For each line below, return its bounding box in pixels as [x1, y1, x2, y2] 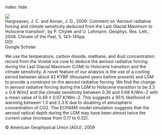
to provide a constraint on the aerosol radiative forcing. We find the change [5, 79, 156, 85]
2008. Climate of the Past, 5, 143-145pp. [5, 34, 86, 39]
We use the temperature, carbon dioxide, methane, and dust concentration [5, 53, 155, 59]
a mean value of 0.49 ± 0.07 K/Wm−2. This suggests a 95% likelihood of [5, 94, 151, 100]
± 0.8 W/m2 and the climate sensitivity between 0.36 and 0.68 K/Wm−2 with [5, 90, 158, 95]
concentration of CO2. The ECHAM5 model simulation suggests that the [5, 105, 149, 110]
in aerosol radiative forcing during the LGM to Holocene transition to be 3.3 [5, 84, 155, 90]
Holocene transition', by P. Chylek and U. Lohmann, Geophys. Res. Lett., [5, 29, 149, 34]
